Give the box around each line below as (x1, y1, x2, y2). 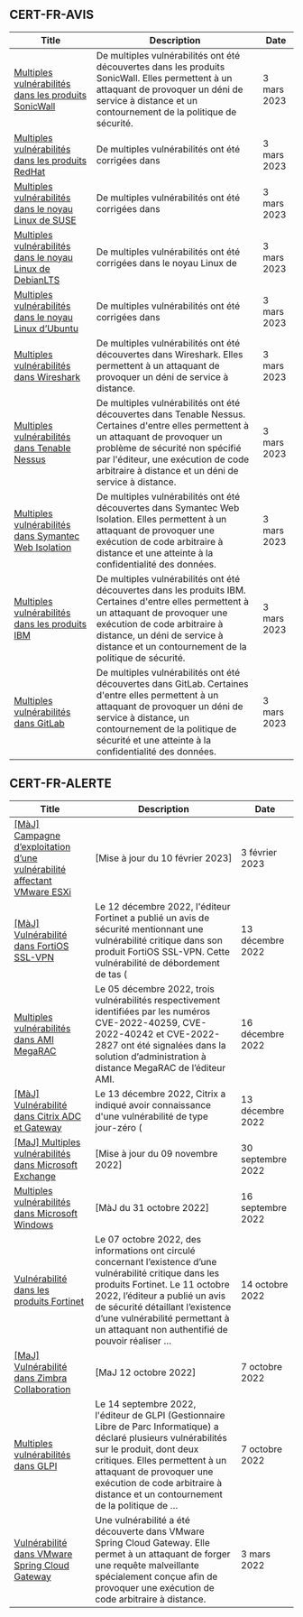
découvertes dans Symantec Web (96, 501, 240, 513)
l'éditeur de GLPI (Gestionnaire (94, 1409, 225, 1421)
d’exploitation (14, 840, 71, 853)
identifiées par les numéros (94, 1005, 210, 1018)
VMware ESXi (14, 885, 72, 898)
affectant (14, 874, 52, 887)
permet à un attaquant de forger (94, 1548, 231, 1560)
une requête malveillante (94, 1558, 200, 1571)
